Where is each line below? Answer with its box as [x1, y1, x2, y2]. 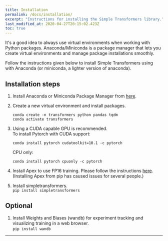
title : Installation [5, 7, 48, 12]
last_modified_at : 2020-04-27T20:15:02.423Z [5, 21, 99, 26]
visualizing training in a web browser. [12, 220, 89, 226]
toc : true [5, 26, 26, 31]
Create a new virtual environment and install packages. [12, 102, 126, 108]
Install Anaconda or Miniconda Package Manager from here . [12, 93, 136, 99]
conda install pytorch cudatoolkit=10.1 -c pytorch [12, 140, 122, 145]
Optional [5, 201, 32, 210]
